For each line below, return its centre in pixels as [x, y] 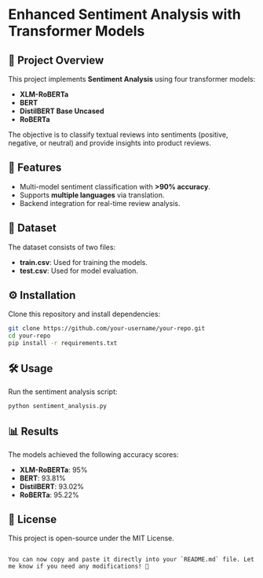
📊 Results [33, 431]
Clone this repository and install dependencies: [84, 314]
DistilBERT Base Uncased [62, 111]
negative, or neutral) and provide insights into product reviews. [110, 143]
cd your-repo [29, 336]
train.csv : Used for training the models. [83, 262]
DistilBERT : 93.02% [52, 486]
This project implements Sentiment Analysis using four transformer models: [132, 79]
